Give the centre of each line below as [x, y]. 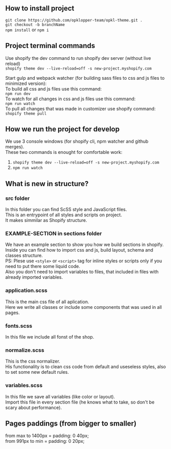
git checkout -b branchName [35, 25]
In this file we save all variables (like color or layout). [60, 396]
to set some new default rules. [37, 372]
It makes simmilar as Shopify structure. [46, 220]
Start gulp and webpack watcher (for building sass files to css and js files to [85, 78]
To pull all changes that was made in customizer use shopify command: [80, 108]
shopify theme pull [26, 114]
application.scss [26, 290]
